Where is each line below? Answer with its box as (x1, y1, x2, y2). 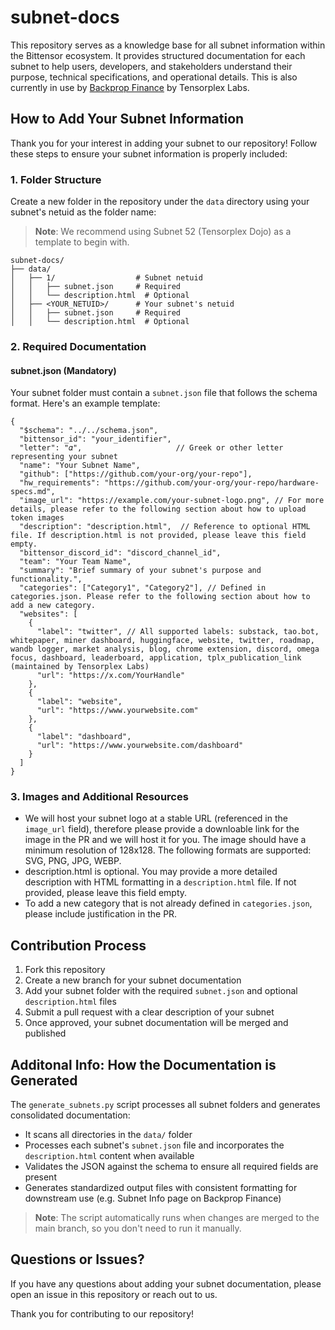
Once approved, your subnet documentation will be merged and (24, 1017, 289, 1029)
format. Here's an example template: (10, 397, 161, 410)
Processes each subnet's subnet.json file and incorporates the (24, 1139, 285, 1151)
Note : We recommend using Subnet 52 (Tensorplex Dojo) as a (34, 226, 292, 238)
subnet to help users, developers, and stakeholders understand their (10, 60, 293, 72)
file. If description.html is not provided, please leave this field (10, 531, 307, 541)
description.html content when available (24, 1150, 195, 1162)
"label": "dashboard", (36, 732, 132, 742)
